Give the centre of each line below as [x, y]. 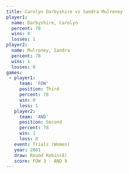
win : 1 [27, 133]
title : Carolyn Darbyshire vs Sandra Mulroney [64, 12]
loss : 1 [29, 106]
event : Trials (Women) [42, 144]
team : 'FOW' [34, 84]
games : [14, 73]
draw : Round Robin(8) [41, 155]
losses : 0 [23, 67]
